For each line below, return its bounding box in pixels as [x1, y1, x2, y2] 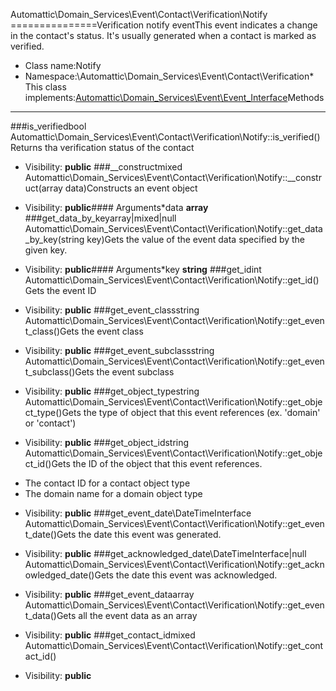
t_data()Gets [24, 610, 77, 621]
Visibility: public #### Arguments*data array [24, 202, 209, 213]
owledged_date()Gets [24, 569, 114, 581]
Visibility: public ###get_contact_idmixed [24, 629, 196, 641]
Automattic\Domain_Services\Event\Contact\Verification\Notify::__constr [24, 172, 322, 183]
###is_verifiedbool [10, 120, 87, 132]
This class [24, 81, 67, 93]
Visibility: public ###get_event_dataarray [24, 589, 195, 600]
